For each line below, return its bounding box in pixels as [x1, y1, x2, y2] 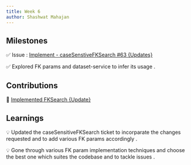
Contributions [6, 80, 58, 90]
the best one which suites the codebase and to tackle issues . [6, 153, 155, 160]
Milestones [6, 36, 48, 46]
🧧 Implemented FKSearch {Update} [6, 96, 91, 103]
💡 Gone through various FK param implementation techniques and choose [6, 146, 185, 153]
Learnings [6, 113, 44, 123]
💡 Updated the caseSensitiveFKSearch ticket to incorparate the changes [6, 129, 181, 136]
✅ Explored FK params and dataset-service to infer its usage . [6, 63, 156, 70]
